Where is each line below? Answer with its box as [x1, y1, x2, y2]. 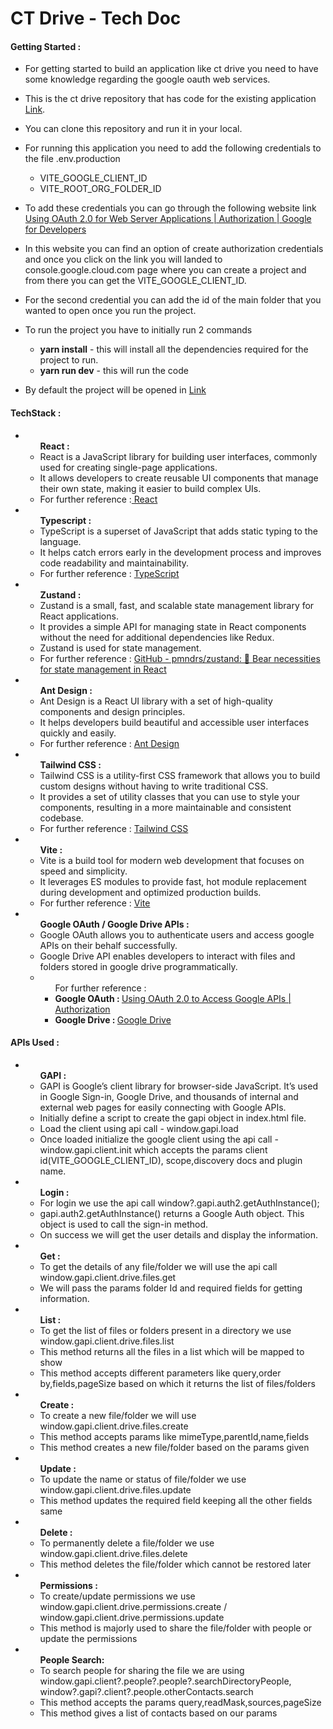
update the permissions [39, 1632, 138, 1644]
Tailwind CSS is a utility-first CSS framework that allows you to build [39, 769, 321, 781]
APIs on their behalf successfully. [39, 939, 178, 951]
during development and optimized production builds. [39, 886, 262, 898]
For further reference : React [39, 493, 158, 505]
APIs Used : [10, 1037, 60, 1049]
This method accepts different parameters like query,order [39, 1367, 282, 1379]
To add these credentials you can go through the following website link [24, 202, 317, 214]
